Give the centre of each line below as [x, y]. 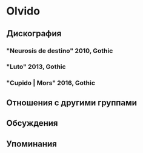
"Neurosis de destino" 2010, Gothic [60, 51]
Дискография [34, 34]
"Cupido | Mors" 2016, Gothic [51, 83]
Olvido [23, 11]
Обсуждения [32, 123]
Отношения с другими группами [72, 103]
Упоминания [32, 144]
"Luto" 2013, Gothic [36, 67]
